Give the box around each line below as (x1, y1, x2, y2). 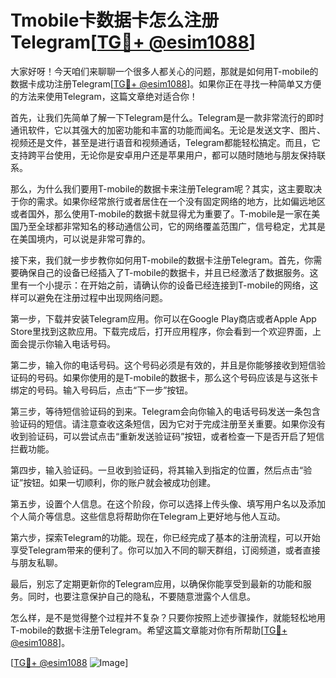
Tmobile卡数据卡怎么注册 (10, 9, 220, 32)
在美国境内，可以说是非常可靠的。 (10, 232, 151, 245)
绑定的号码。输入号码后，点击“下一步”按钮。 (10, 384, 194, 396)
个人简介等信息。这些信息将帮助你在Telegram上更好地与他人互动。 (10, 510, 286, 522)
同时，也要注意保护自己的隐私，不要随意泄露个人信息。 (27, 590, 256, 602)
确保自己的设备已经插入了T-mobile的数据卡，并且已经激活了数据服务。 (18, 266, 310, 278)
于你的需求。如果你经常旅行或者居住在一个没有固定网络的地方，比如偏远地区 (10, 195, 326, 207)
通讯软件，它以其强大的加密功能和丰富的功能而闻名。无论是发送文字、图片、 (10, 124, 326, 136)
